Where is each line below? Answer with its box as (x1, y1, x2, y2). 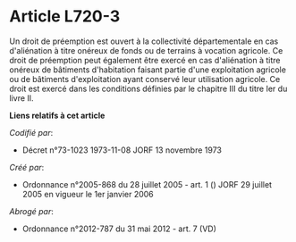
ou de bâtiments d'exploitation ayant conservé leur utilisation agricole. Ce (9, 73, 281, 84)
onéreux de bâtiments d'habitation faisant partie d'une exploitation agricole (9, 64, 286, 75)
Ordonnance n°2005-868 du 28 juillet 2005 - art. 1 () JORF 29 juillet (21, 179, 273, 189)
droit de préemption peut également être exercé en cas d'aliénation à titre (9, 54, 281, 65)
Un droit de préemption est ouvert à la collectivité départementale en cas (9, 36, 279, 46)
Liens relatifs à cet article (9, 110, 106, 121)
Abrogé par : (9, 205, 54, 216)
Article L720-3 (9, 6, 121, 27)
